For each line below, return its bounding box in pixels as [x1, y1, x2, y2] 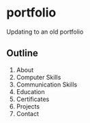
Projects [16, 102, 40, 111]
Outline [6, 47, 38, 59]
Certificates [16, 95, 50, 103]
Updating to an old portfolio [6, 27, 84, 36]
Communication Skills [16, 80, 78, 89]
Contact [16, 109, 39, 118]
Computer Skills [16, 73, 61, 81]
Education [16, 87, 45, 96]
